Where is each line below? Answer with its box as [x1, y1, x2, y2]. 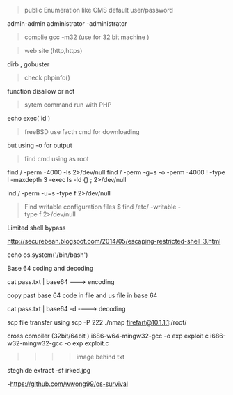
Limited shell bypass [7, 223, 66, 232]
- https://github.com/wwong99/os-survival [7, 380, 129, 388]
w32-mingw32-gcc [7, 339, 63, 348]
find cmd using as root [24, 155, 89, 163]
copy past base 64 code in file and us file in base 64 [7, 291, 158, 299]
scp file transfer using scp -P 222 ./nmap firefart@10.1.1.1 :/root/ [7, 318, 187, 327]
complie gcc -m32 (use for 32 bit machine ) [24, 33, 150, 41]
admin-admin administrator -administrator [7, 20, 127, 27]
